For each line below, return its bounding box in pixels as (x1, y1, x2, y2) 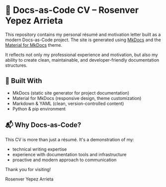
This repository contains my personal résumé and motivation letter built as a (5, 31, 161, 37)
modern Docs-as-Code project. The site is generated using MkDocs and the (5, 37, 162, 43)
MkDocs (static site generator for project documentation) (12, 90, 130, 96)
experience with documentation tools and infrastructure (12, 151, 127, 157)
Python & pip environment (12, 105, 66, 111)
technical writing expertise (12, 146, 67, 152)
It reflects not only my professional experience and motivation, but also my (5, 52, 158, 58)
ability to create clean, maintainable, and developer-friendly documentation (5, 57, 160, 63)
